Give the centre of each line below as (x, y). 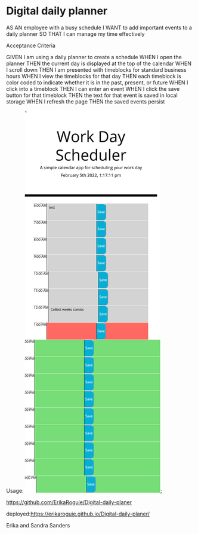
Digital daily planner (57, 11)
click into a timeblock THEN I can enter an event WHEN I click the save (93, 89)
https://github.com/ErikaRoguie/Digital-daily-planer (69, 502)
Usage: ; (84, 490)
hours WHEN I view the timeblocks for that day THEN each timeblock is (94, 76)
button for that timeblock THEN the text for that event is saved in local (92, 95)
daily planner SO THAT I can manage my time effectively (75, 33)
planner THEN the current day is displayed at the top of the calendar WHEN (99, 63)
